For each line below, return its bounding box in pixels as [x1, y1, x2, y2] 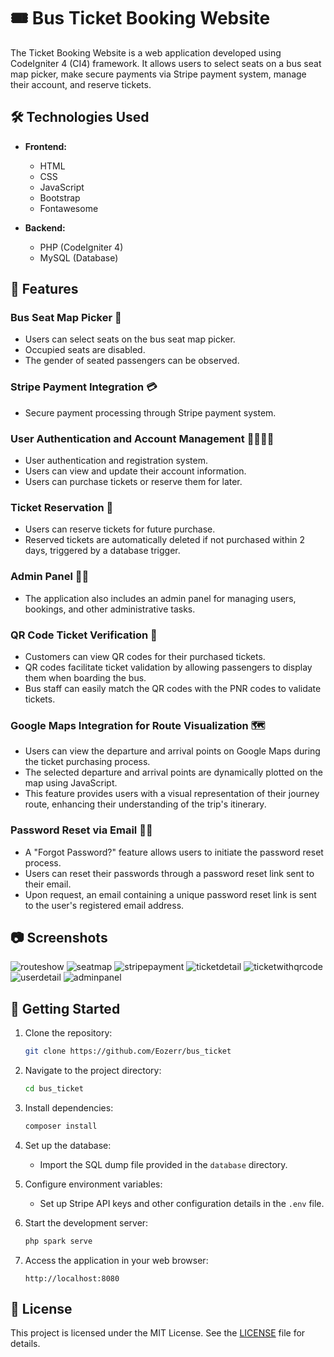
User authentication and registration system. [24, 455, 208, 467]
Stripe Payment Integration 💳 [10, 380, 158, 394]
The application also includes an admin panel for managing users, [24, 592, 297, 604]
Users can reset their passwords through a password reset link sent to [24, 867, 315, 879]
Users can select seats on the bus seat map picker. [24, 333, 236, 345]
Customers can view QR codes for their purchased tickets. [24, 650, 266, 662]
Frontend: [24, 140, 67, 152]
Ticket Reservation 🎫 [10, 500, 114, 514]
